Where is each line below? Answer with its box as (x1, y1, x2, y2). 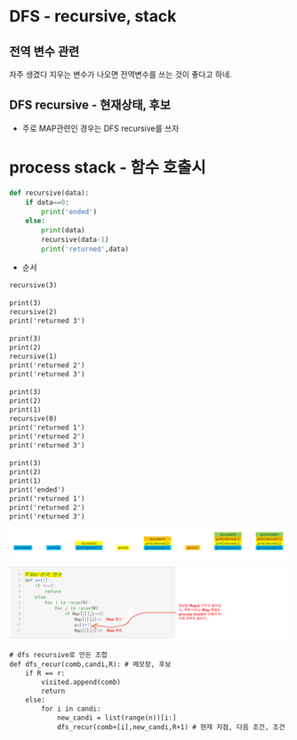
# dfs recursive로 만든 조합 (9, 650, 108, 659)
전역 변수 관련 (9, 44, 80, 59)
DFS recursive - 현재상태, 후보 (9, 98, 171, 113)
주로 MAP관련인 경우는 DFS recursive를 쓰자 (21, 123, 180, 133)
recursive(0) (9, 414, 58, 423)
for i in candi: (41, 704, 101, 713)
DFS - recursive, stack (9, 6, 177, 27)
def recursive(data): (9, 189, 90, 197)
